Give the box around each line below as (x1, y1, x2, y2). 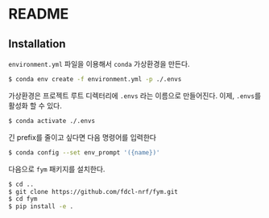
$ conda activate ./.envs (8, 117, 95, 125)
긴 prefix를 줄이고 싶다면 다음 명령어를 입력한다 (8, 132, 157, 142)
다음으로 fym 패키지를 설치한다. (8, 164, 106, 174)
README (8, 5, 69, 23)
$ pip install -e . (8, 203, 74, 211)
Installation (8, 37, 66, 51)
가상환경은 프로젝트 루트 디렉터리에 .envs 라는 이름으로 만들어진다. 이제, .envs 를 (8, 90, 262, 101)
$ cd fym (8, 195, 38, 204)
